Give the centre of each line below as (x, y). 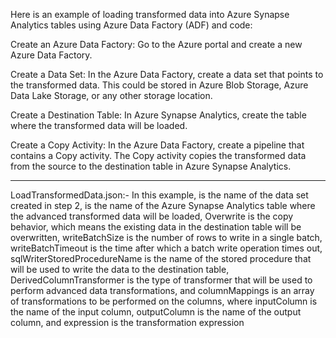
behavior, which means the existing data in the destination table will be (156, 227)
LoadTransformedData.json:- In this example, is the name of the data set (159, 195)
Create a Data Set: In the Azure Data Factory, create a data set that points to (167, 74)
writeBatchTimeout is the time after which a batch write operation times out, (166, 248)
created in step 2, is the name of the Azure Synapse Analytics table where (163, 205)
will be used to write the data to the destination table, (120, 269)
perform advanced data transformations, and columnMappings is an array (162, 290)
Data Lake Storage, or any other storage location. (111, 95)
